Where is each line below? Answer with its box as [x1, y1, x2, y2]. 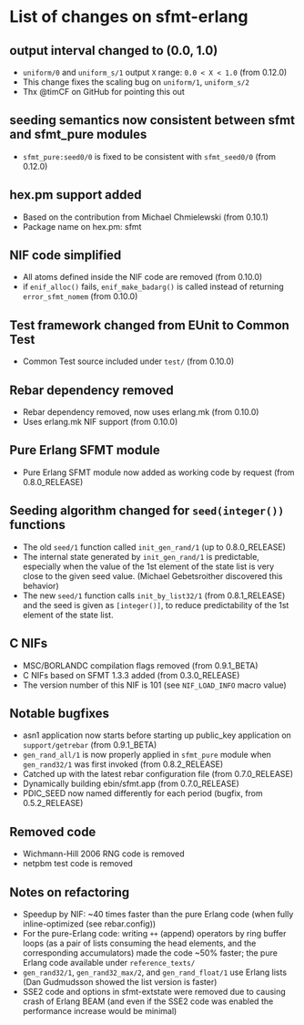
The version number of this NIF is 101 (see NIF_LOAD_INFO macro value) [22, 679, 287, 690]
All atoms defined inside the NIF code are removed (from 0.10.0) [22, 272, 263, 283]
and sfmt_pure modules [9, 127, 147, 142]
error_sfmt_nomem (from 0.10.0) [22, 291, 138, 302]
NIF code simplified [9, 248, 122, 264]
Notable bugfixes [9, 705, 110, 721]
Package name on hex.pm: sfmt [22, 221, 142, 232]
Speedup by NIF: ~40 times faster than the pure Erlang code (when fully [22, 908, 294, 919]
